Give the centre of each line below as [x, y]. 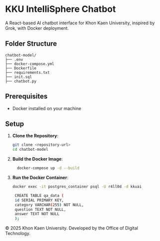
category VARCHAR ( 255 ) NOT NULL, [49, 205]
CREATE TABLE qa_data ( [39, 195]
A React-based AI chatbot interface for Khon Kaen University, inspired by [80, 23]
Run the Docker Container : [40, 178]
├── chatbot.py [21, 81]
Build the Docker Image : [38, 159]
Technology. [18, 234]
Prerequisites [26, 96]
